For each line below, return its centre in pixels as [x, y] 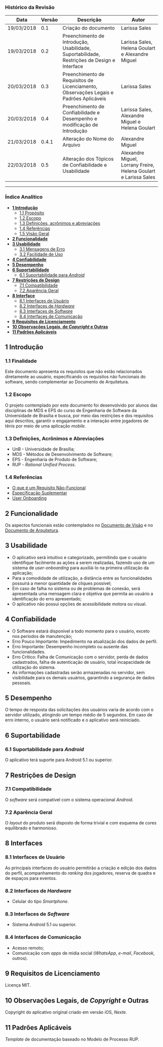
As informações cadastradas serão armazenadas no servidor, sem [78, 672]
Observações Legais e [88, 93]
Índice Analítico [24, 197]
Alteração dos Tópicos [88, 159]
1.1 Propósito [32, 213]
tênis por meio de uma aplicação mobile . [46, 426]
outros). [20, 958]
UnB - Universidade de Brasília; [43, 449]
